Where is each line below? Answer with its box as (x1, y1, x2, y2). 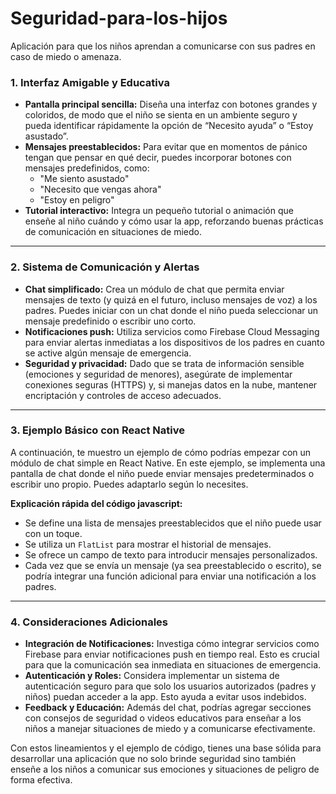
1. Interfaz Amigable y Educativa (10, 75, 170, 89)
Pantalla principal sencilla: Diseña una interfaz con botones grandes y (24, 98, 318, 111)
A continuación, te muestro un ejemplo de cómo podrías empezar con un (10, 446, 312, 458)
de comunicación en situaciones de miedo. (24, 226, 202, 238)
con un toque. (24, 527, 83, 539)
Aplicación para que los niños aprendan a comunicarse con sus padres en (10, 40, 316, 52)
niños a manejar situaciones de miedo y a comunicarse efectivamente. (24, 723, 316, 735)
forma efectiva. (10, 774, 73, 786)
